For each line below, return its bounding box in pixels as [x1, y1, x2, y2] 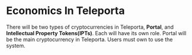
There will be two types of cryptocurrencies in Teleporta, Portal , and [6, 23, 174, 30]
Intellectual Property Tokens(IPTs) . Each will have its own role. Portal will [6, 29, 187, 36]
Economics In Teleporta [6, 4, 125, 18]
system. [6, 42, 25, 49]
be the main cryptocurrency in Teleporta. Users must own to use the [6, 36, 173, 43]
